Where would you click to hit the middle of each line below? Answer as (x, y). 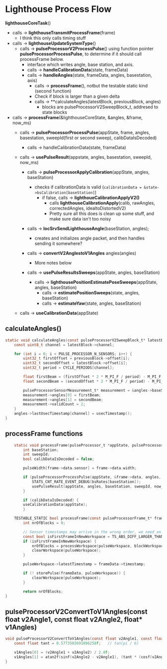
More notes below (53, 262)
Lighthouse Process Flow (58, 9)
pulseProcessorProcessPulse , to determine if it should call (81, 54)
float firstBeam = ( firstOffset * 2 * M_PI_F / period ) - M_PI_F (92, 377)
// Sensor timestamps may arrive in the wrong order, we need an (92, 532)
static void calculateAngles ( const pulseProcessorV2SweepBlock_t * (75, 340)
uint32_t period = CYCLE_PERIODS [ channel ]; (69, 368)
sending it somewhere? (58, 243)
